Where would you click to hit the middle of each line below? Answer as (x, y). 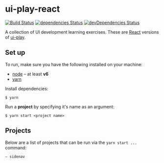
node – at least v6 (30, 74)
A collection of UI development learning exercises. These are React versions (82, 32)
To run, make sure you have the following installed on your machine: (74, 64)
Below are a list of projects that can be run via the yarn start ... (71, 142)
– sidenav (15, 157)
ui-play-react (33, 9)
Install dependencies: (27, 89)
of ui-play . (15, 37)
